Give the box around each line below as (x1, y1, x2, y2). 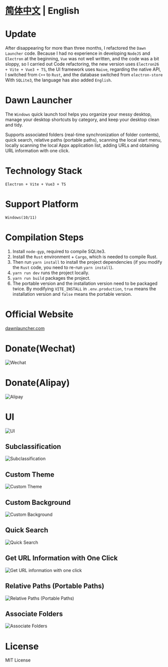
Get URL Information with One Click (5, 554, 118, 563)
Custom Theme (5, 470, 55, 479)
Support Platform (5, 198, 79, 210)
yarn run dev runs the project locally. (12, 270, 89, 276)
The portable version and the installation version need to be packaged (12, 280, 158, 286)
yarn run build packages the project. (12, 275, 91, 281)
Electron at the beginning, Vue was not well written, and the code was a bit (5, 56, 159, 62)
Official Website (5, 309, 74, 320)
